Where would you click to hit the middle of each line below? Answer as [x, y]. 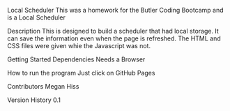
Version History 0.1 [34, 100]
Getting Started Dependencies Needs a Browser [76, 59]
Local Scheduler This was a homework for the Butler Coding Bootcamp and [116, 10]
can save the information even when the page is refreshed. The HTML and [114, 38]
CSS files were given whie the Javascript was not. [79, 46]
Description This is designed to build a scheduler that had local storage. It [113, 31]
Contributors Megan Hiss [43, 86]
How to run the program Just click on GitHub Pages [81, 73]
